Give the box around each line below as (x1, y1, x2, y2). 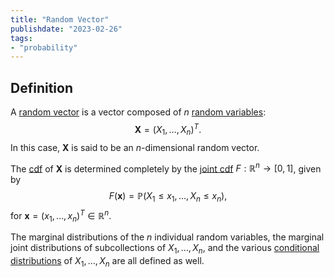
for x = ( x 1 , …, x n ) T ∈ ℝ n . (10, 207, 112, 224)
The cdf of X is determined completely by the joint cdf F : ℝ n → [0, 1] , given (10, 161, 322, 175)
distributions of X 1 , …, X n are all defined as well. (10, 255, 205, 270)
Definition (10, 79, 73, 96)
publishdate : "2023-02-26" (10, 24, 123, 34)
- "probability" (10, 42, 78, 53)
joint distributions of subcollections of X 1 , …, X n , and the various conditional (10, 242, 320, 256)
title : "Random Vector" (10, 14, 110, 25)
